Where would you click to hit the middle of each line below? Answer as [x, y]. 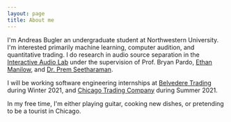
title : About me [31, 20]
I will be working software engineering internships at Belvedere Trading [110, 82]
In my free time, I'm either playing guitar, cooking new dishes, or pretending [115, 103]
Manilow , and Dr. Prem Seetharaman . [60, 69]
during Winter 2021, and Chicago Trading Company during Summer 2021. [112, 90]
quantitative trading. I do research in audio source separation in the [103, 54]
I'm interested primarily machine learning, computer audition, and [101, 47]
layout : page [26, 14]
